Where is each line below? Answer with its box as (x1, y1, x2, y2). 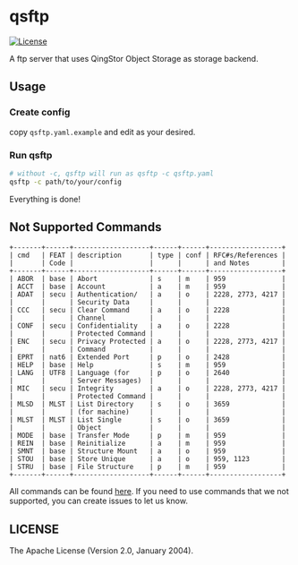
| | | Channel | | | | (9, 313, 286, 323)
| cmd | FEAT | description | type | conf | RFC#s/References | (9, 251, 286, 261)
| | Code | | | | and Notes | (9, 259, 286, 268)
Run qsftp (9, 149, 53, 161)
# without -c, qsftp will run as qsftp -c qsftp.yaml (9, 168, 215, 178)
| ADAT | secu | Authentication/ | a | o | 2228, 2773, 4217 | (9, 290, 286, 299)
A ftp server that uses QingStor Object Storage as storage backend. (9, 53, 259, 64)
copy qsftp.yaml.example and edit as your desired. (9, 126, 196, 137)
